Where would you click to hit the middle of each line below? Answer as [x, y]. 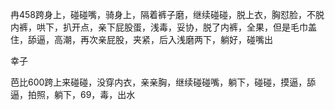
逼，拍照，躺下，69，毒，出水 [73, 94]
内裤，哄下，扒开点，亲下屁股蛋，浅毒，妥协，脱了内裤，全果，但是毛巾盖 [163, 27]
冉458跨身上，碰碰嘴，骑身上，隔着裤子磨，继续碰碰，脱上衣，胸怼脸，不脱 [167, 14]
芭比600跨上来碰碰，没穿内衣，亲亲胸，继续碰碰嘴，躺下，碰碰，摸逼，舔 [163, 82]
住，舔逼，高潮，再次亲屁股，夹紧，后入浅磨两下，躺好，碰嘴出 [141, 39]
